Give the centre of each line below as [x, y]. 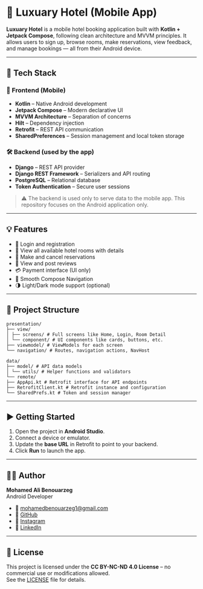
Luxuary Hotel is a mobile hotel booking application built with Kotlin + [93, 29]
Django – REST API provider [50, 167]
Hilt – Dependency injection [50, 123]
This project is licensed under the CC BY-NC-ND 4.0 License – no [89, 567]
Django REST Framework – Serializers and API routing [82, 173]
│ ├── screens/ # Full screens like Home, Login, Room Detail [86, 334]
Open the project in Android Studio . [60, 432]
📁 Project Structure [43, 310]
